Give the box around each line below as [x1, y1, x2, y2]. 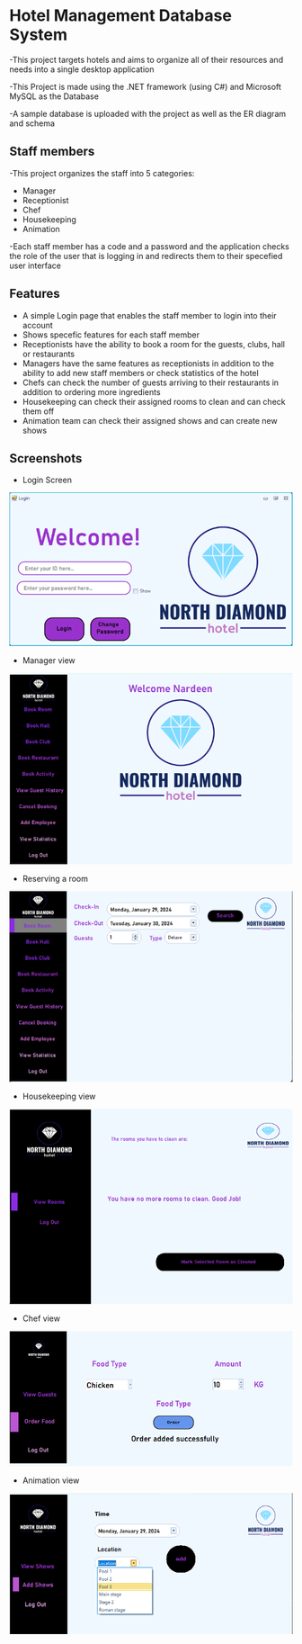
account [22, 319, 54, 330]
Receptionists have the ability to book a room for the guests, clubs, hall [22, 338, 286, 349]
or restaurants [22, 348, 75, 359]
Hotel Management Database [9, 5, 232, 26]
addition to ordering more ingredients [22, 386, 161, 397]
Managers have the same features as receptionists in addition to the [22, 357, 274, 369]
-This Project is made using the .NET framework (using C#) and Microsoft [9, 81, 281, 92]
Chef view [22, 1313, 61, 1324]
